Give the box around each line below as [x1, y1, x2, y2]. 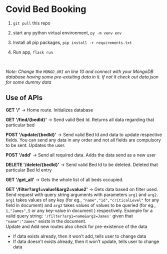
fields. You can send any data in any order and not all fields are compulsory [5, 136, 161, 143]
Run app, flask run [12, 49, 53, 55]
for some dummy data [5, 79, 51, 85]
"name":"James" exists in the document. [5, 218, 86, 224]
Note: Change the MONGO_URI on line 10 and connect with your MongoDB [5, 68, 154, 74]
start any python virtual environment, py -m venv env [12, 29, 122, 35]
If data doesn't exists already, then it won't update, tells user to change [12, 238, 159, 244]
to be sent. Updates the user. [5, 142, 65, 148]
